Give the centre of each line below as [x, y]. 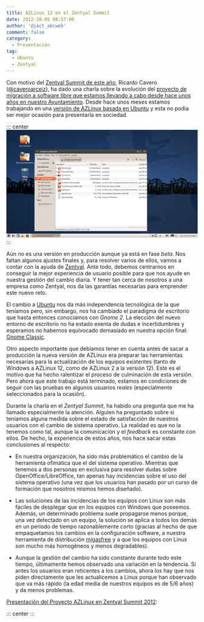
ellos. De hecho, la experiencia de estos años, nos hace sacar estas [91, 438]
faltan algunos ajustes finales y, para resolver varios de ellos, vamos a [94, 260]
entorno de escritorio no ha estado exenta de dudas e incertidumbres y [95, 323]
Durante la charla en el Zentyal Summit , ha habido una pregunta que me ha [100, 406]
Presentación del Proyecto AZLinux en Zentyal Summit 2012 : [82, 602]
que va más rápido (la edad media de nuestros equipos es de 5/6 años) [104, 583]
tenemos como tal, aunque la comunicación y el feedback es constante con [101, 431]
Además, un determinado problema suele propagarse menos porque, [101, 513]
